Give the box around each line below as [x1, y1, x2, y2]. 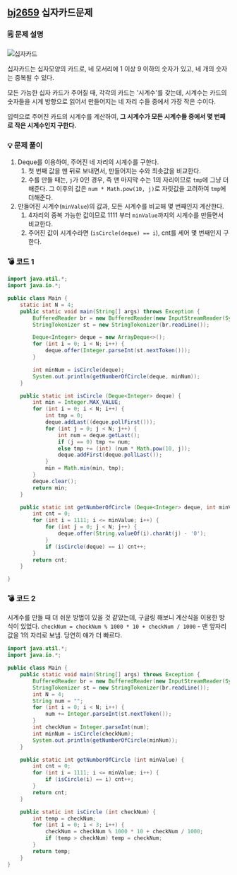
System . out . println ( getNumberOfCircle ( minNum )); [32, 736, 178, 744]
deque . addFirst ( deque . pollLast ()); [57, 451, 162, 458]
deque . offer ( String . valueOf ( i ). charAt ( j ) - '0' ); [57, 530, 207, 538]
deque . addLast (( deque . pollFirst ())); [44, 419, 157, 426]
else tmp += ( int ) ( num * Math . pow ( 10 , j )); [57, 445, 191, 452]
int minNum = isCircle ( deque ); [32, 366, 125, 373]
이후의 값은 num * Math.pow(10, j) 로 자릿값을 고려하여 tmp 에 [56, 184, 226, 192]
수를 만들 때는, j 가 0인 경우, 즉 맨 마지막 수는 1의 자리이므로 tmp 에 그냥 [28, 175, 221, 184]
